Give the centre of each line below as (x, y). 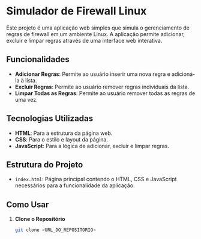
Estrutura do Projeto (45, 165)
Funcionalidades (38, 59)
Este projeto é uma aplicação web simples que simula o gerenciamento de (98, 28)
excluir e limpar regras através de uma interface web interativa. (84, 40)
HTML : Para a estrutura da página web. (64, 133)
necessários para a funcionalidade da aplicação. (75, 185)
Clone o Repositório (40, 219)
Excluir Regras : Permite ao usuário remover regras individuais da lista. (102, 87)
